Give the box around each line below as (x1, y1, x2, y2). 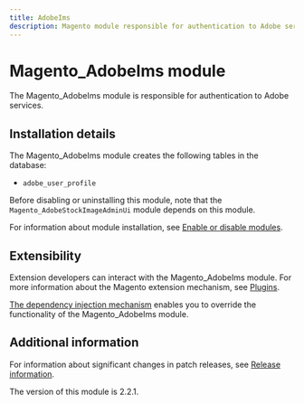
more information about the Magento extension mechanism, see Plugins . (9, 282, 280, 293)
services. (9, 100, 43, 111)
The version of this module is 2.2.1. (9, 386, 139, 397)
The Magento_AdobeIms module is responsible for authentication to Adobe (9, 90, 290, 101)
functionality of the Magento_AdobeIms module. (9, 309, 189, 320)
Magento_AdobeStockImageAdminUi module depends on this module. (9, 204, 256, 215)
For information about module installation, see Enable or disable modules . (9, 222, 283, 233)
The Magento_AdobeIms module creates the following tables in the (9, 150, 260, 161)
